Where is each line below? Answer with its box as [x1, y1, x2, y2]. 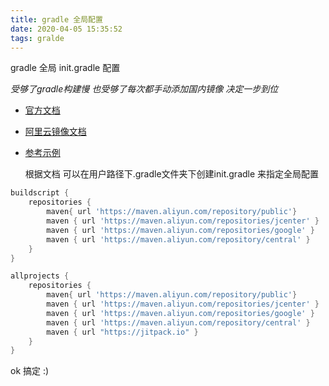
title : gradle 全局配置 [10, 14, 103, 25]
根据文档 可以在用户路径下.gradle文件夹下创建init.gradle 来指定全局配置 [24, 168, 320, 180]
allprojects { [10, 271, 70, 281]
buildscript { [10, 188, 70, 198]
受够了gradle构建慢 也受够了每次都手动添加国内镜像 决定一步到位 [10, 83, 279, 95]
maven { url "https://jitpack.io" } [46, 327, 199, 337]
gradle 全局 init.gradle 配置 [10, 62, 121, 74]
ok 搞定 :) [10, 365, 50, 377]
